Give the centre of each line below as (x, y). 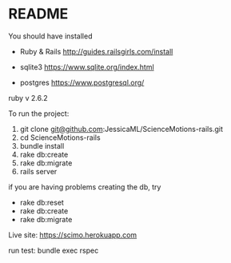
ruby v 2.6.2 (28, 98)
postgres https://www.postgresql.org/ (82, 82)
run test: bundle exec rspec (54, 250)
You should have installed (50, 36)
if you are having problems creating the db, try (85, 187)
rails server (38, 171)
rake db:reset (42, 202)
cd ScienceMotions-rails (60, 137)
